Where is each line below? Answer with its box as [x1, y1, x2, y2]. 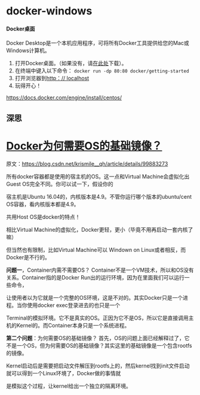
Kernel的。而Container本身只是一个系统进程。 [16, 321, 130, 329]
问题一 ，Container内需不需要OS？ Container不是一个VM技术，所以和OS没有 [6, 266, 194, 274]
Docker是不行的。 [6, 253, 51, 261]
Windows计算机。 [6, 47, 51, 54]
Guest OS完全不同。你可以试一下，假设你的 [6, 180, 113, 187]
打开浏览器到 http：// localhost [14, 75, 90, 82]
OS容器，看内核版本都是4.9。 [6, 200, 79, 208]
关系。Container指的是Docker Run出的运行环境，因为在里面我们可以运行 [6, 274, 185, 281]
